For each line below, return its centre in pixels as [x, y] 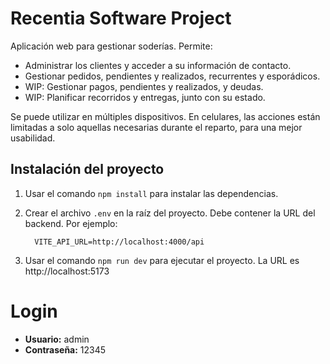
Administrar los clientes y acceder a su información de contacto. [158, 65]
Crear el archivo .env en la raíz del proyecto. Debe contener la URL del [170, 213]
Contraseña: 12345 [65, 349]
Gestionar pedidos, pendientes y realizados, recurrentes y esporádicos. [172, 76]
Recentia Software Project [121, 18]
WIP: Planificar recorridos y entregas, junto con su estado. [145, 97]
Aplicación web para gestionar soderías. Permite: [111, 46]
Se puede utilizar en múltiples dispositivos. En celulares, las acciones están [165, 116]
